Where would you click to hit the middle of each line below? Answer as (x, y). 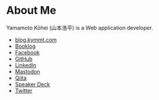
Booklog (25, 46)
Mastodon (27, 71)
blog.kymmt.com (36, 40)
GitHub (24, 59)
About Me (31, 10)
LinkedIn (25, 65)
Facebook (27, 52)
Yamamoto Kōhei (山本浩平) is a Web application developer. (79, 28)
